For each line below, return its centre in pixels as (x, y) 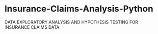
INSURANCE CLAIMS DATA (32, 27)
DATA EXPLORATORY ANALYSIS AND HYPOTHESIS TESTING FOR (71, 22)
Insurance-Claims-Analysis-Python (79, 9)
